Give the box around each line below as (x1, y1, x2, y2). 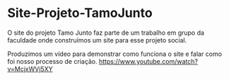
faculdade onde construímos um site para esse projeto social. (7, 35, 187, 44)
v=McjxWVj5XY (7, 64, 53, 73)
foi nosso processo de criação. (7, 57, 98, 65)
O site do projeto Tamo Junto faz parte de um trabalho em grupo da (7, 28, 205, 37)
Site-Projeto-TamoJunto (7, 5, 153, 21)
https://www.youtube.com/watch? (98, 57, 198, 65)
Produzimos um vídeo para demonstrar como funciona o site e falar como (7, 50, 223, 58)
